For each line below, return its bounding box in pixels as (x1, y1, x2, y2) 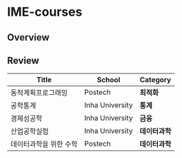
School (97, 75, 121, 84)
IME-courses (7, 4, 82, 20)
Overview (7, 32, 50, 43)
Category (139, 75, 172, 84)
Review (7, 54, 40, 66)
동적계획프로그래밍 (10, 88, 68, 98)
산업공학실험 (10, 126, 49, 136)
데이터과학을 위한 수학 (10, 139, 78, 149)
